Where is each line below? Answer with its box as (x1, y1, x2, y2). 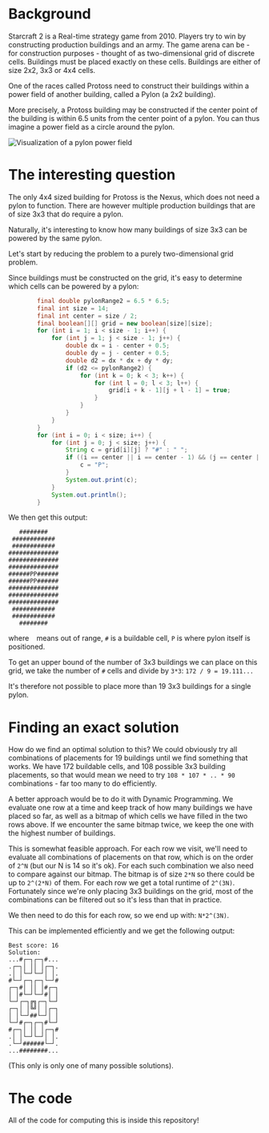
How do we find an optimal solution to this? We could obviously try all (8, 745, 238, 755)
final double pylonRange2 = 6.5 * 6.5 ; (37, 297, 171, 305)
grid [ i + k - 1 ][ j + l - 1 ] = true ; (108, 386, 231, 395)
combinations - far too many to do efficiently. (8, 779, 158, 788)
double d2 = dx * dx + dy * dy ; (65, 356, 174, 365)
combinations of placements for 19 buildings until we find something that (8, 753, 248, 763)
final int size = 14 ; (37, 304, 110, 313)
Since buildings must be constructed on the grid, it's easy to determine (8, 273, 243, 282)
